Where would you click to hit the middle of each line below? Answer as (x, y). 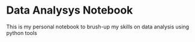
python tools (22, 33)
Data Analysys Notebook (70, 10)
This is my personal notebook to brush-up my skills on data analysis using (98, 27)
